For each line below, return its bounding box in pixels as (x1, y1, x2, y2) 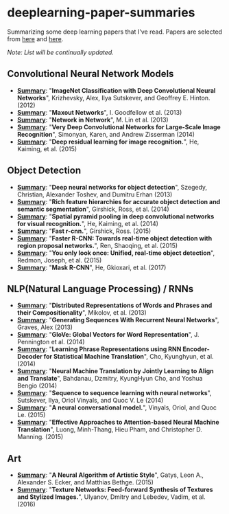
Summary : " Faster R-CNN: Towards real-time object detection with (16, 234, 213, 242)
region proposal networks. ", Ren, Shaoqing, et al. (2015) (16, 241, 178, 249)
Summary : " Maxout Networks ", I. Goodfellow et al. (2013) (16, 108, 182, 116)
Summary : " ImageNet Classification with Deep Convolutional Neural (16, 86, 216, 94)
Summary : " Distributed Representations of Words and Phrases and (16, 301, 213, 310)
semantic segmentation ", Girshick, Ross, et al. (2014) (16, 205, 169, 213)
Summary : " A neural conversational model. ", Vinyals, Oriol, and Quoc (16, 403, 217, 412)
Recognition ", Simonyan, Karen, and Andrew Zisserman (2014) (16, 130, 195, 138)
